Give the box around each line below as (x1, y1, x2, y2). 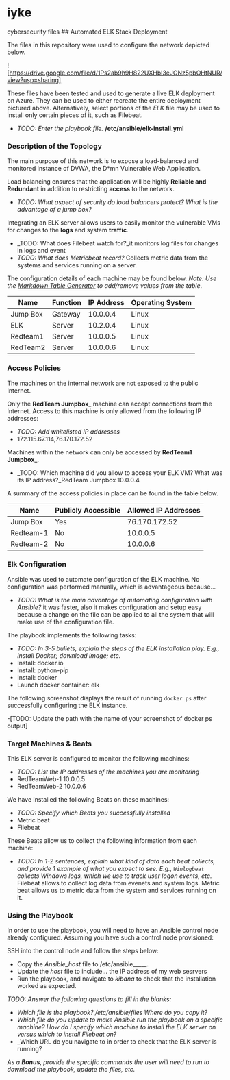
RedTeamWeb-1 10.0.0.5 (16, 775, 86, 783)
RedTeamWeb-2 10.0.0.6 (16, 783, 87, 791)
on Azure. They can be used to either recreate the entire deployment (7, 96, 201, 104)
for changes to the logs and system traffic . (7, 226, 129, 234)
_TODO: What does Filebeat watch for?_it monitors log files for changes (16, 239, 219, 247)
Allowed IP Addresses (127, 505, 201, 515)
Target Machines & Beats (7, 739, 92, 748)
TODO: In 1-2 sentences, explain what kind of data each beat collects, (16, 857, 216, 866)
